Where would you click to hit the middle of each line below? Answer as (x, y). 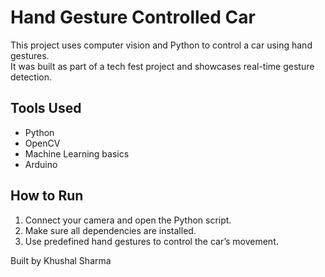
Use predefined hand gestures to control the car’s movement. (151, 241)
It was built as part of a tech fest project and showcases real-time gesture (162, 66)
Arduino (41, 164)
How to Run (47, 196)
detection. (31, 77)
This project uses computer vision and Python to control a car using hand (161, 45)
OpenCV (42, 143)
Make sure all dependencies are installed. (110, 230)
